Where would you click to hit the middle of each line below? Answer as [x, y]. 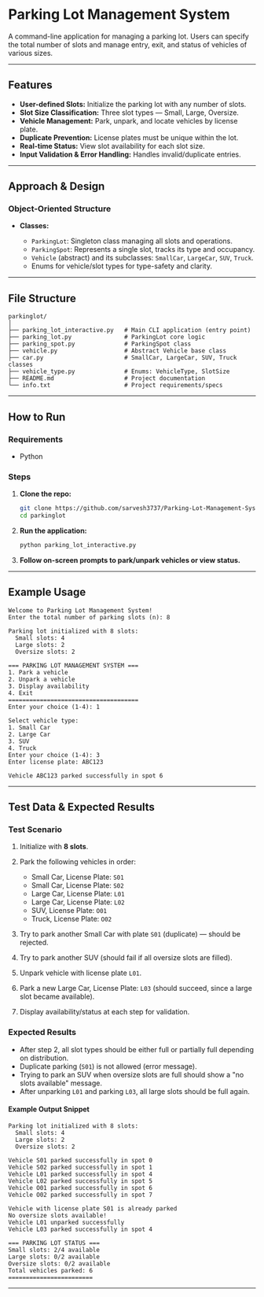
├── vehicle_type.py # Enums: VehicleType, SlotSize [119, 371]
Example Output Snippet [49, 1109]
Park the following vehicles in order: [77, 862]
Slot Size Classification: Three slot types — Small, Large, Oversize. [129, 113]
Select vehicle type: [44, 721]
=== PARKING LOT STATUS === [54, 1243]
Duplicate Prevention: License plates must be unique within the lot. [129, 137]
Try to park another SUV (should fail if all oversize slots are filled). [126, 958]
